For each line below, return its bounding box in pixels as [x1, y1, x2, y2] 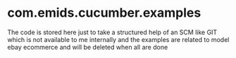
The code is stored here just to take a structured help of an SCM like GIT [7, 28, 218, 36]
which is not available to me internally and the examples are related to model [7, 35, 230, 43]
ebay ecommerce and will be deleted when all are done [7, 43, 168, 51]
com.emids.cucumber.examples [7, 5, 201, 21]
